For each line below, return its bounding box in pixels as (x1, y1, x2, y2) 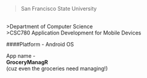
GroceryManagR (6, 59, 48, 65)
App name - (6, 52, 36, 59)
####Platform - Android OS (6, 41, 74, 48)
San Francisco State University (20, 5, 97, 12)
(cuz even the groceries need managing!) (6, 65, 108, 72)
